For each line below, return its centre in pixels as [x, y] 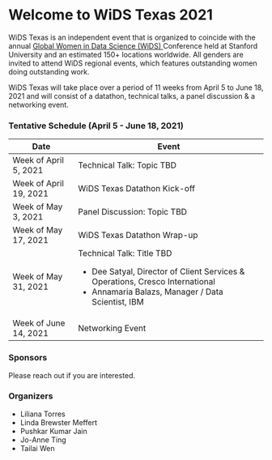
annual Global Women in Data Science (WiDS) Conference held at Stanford [133, 45]
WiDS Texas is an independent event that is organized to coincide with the [132, 37]
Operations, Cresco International [154, 282]
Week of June [39, 323]
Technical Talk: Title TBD [125, 253]
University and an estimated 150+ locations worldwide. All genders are [126, 54]
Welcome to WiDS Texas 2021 [110, 15]
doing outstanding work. [49, 71]
